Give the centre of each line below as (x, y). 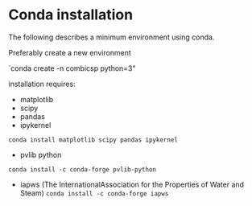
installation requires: (42, 84)
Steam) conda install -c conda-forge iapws (94, 193)
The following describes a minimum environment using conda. (112, 37)
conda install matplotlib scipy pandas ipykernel (93, 140)
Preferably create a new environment (70, 52)
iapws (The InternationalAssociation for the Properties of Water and (132, 184)
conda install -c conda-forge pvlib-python (83, 169)
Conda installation (71, 15)
